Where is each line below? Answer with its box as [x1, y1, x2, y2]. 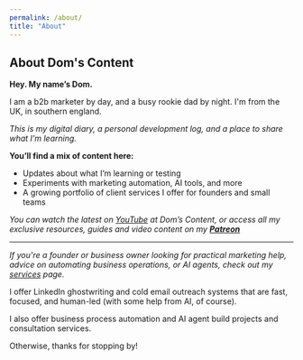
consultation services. [9, 323, 92, 334]
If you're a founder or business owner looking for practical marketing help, [9, 250, 287, 261]
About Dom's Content [9, 55, 134, 70]
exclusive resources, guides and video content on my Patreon [9, 224, 241, 235]
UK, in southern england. [9, 106, 102, 117]
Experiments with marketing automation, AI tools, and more [22, 178, 243, 189]
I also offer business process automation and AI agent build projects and [9, 313, 279, 325]
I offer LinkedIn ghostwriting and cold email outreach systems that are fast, [9, 286, 289, 298]
